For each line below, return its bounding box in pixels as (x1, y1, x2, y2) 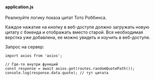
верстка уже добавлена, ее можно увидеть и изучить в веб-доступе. (5, 35, 151, 40)
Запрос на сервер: (5, 44, 45, 50)
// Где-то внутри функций (5, 62, 58, 67)
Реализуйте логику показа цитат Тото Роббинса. (5, 15, 107, 20)
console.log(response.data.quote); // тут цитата (5, 71, 109, 76)
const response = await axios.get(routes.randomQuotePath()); (5, 66, 135, 71)
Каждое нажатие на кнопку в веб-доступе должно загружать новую (5, 24, 150, 30)
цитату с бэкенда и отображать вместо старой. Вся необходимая (5, 29, 143, 35)
